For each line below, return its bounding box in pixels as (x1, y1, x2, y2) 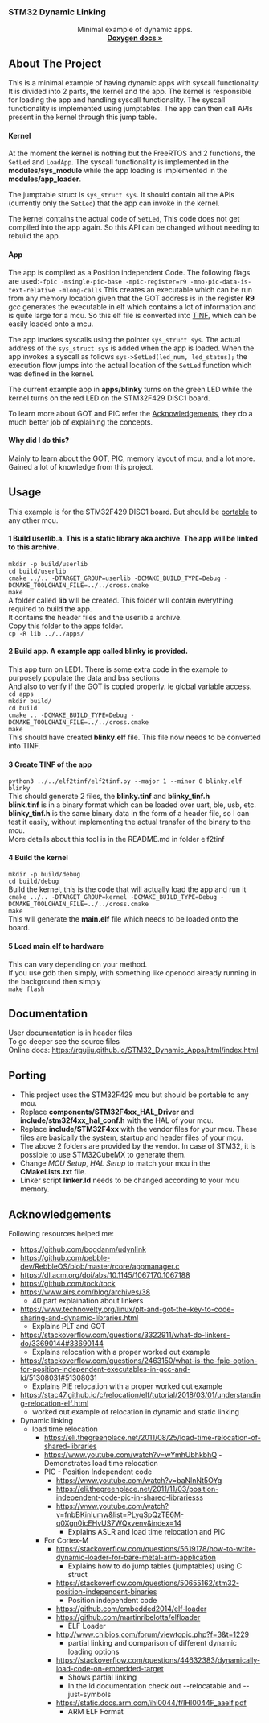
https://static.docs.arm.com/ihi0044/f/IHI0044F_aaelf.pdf (55, 1698, 247, 1708)
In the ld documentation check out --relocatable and (67, 1680, 242, 1690)
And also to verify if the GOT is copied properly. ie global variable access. (8, 681, 252, 691)
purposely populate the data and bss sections (8, 673, 161, 682)
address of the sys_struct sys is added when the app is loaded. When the (8, 343, 255, 353)
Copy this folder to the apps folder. (8, 621, 124, 631)
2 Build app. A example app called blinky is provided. (8, 647, 189, 656)
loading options (67, 1646, 120, 1656)
